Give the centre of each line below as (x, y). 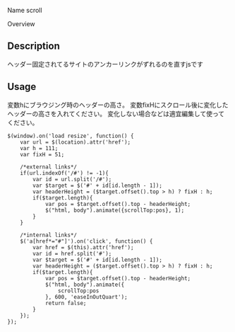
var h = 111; (39, 148)
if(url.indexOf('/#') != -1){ (65, 173)
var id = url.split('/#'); (72, 179)
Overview (21, 24)
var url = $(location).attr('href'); (76, 142)
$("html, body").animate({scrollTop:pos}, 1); (115, 210)
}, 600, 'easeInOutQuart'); (86, 297)
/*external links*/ (49, 167)
